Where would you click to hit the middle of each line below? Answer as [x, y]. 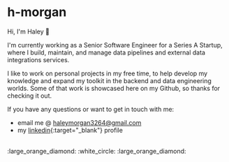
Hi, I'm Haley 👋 [29, 31]
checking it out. [30, 96]
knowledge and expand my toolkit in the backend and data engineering [109, 80]
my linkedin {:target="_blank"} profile [70, 130]
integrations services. [38, 59]
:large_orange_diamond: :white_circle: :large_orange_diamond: [97, 151]
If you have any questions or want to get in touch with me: [91, 109]
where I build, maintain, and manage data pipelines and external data [106, 52]
